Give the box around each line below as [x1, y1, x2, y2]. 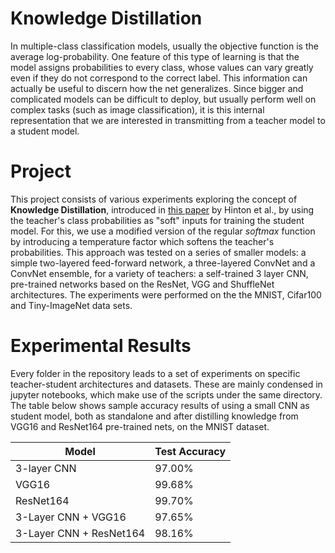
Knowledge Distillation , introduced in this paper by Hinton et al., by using [10, 203, 315, 216]
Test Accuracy [154, 444, 227, 458]
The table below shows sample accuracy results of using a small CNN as [10, 399, 310, 411]
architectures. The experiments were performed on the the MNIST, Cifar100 [10, 288, 322, 301]
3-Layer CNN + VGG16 [15, 510, 127, 524]
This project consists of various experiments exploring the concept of [10, 193, 298, 205]
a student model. [10, 125, 80, 137]
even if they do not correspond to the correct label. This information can [10, 72, 308, 84]
